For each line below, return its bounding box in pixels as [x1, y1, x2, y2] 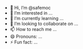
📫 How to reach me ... [10, 26, 57, 32]
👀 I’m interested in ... [10, 10, 53, 16]
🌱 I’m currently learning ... [10, 15, 64, 21]
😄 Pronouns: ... [10, 33, 43, 39]
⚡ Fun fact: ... [10, 39, 38, 45]
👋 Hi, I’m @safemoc [10, 5, 51, 10]
